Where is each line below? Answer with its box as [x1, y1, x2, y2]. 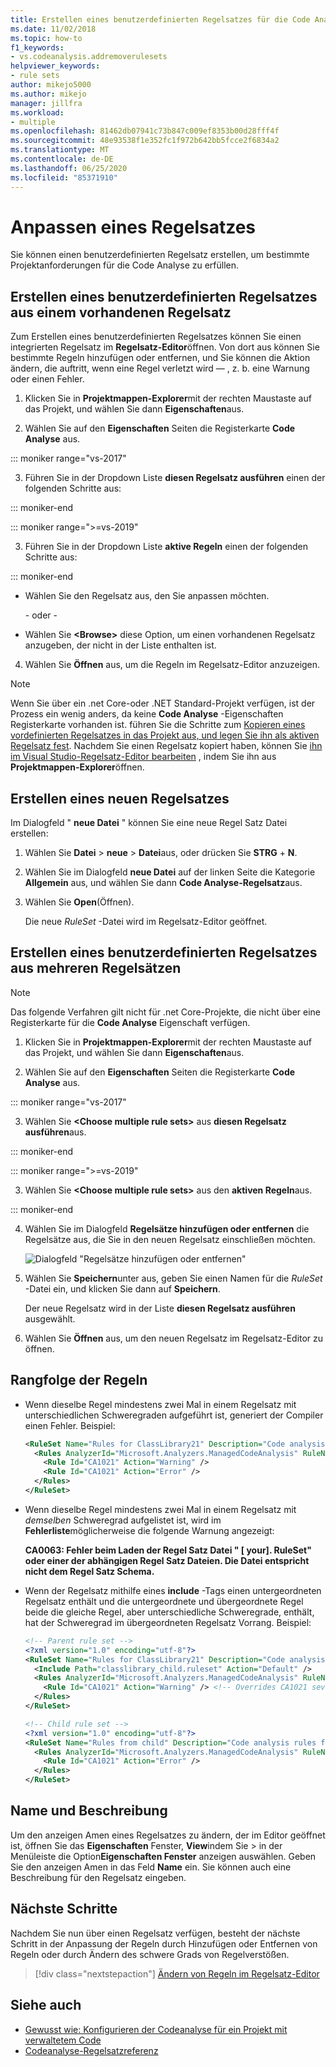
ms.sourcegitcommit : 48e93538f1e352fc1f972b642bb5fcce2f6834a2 [10, 136, 280, 146]
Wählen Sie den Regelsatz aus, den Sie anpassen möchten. [24, 590, 270, 602]
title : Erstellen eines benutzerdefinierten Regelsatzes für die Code [10, 14, 311, 25]
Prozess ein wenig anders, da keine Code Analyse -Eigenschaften [10, 708, 284, 720]
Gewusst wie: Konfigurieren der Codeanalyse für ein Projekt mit [24, 2023, 288, 2035]
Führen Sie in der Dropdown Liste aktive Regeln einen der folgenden [24, 541, 309, 553]
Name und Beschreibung [10, 1802, 168, 1820]
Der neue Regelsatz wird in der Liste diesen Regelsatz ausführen [24, 1302, 296, 1314]
